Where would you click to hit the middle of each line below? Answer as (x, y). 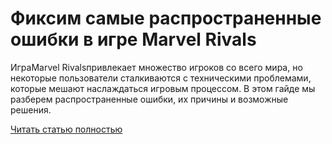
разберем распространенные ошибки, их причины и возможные (149, 99)
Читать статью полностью (66, 129)
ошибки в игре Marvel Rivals (133, 39)
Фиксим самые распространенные (166, 18)
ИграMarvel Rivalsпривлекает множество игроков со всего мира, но (156, 67)
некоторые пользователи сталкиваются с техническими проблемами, (161, 78)
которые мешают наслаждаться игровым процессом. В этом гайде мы (163, 88)
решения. (31, 109)
